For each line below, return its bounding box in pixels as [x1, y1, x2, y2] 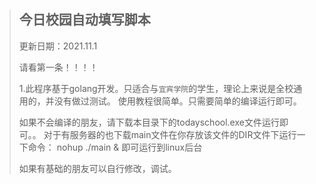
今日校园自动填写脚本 [18, 11, 151, 29]
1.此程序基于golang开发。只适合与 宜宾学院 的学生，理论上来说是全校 [18, 82, 294, 94]
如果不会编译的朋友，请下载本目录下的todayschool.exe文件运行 [18, 116, 280, 128]
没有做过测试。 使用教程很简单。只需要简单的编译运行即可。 [53, 95, 302, 107]
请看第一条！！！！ [18, 61, 99, 73]
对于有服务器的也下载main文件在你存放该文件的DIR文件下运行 [43, 128, 297, 140]
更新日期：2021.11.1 [18, 40, 98, 52]
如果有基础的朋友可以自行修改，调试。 [18, 162, 177, 174]
